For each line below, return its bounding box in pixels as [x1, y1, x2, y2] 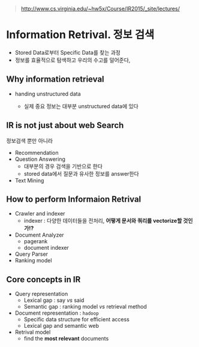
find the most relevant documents [23, 335, 109, 342]
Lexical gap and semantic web [23, 322, 99, 330]
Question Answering [14, 155, 66, 163]
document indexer [23, 244, 69, 252]
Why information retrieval [6, 74, 105, 85]
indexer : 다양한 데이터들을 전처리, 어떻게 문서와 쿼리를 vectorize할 [23, 217, 182, 225]
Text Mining [14, 177, 44, 184]
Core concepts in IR [6, 274, 81, 285]
